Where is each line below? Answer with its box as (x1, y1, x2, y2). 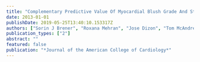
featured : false (6, 42, 46, 48)
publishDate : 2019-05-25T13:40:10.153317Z (6, 19, 113, 25)
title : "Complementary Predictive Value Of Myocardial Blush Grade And (6, 8, 187, 15)
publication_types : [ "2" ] (6, 31, 70, 37)
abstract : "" (6, 36, 39, 42)
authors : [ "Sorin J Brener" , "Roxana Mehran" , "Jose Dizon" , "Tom (6, 25, 174, 31)
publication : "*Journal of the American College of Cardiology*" (6, 47, 171, 53)
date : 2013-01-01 (6, 14, 49, 20)
